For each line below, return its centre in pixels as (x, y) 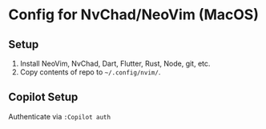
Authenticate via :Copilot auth (59, 116)
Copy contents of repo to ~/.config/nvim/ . (90, 72)
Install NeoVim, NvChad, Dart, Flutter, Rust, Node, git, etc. (115, 63)
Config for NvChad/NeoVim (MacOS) (133, 15)
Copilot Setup (43, 97)
